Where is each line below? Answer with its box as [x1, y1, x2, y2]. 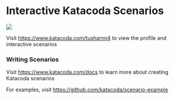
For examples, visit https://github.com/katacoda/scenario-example [6, 86, 168, 93]
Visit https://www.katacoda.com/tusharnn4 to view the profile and [6, 34, 167, 42]
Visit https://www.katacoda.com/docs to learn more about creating [6, 69, 169, 76]
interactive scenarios [6, 40, 57, 47]
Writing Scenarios [6, 55, 59, 63]
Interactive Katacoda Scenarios [6, 4, 164, 18]
